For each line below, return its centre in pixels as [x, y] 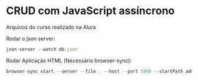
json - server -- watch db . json [42, 49]
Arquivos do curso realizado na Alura [51, 27]
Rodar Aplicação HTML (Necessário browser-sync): [69, 61]
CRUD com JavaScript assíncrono [90, 11]
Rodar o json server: [31, 38]
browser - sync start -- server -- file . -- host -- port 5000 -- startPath [95, 71]
